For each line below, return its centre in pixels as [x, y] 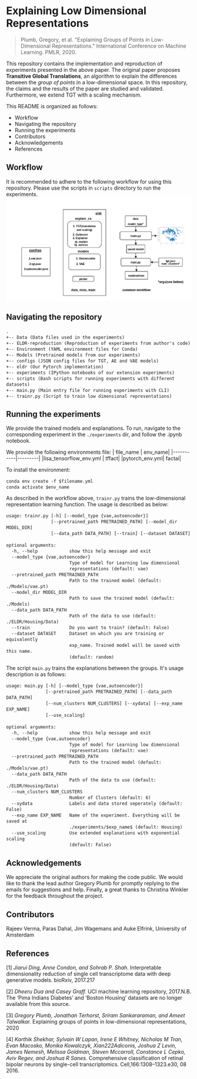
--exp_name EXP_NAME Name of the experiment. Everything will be [96, 816]
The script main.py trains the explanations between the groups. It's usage [95, 668]
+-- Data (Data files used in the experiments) [66, 337]
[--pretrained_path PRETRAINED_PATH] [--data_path [109, 692]
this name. [19, 652]
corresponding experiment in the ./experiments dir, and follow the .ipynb [94, 434]
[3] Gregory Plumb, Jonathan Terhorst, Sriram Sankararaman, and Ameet [96, 1015]
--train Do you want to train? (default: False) [90, 628]
